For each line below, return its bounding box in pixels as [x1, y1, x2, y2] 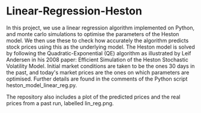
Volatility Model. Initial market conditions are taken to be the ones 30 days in [6, 62, 195, 70]
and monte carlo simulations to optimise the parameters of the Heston [6, 30, 179, 37]
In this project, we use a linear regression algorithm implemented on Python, [6, 24, 195, 31]
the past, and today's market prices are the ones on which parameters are [6, 69, 190, 76]
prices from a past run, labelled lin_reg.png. [6, 99, 114, 106]
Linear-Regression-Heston [6, 4, 142, 18]
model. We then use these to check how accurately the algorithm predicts [6, 37, 189, 44]
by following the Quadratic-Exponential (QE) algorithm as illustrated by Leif [6, 49, 191, 56]
